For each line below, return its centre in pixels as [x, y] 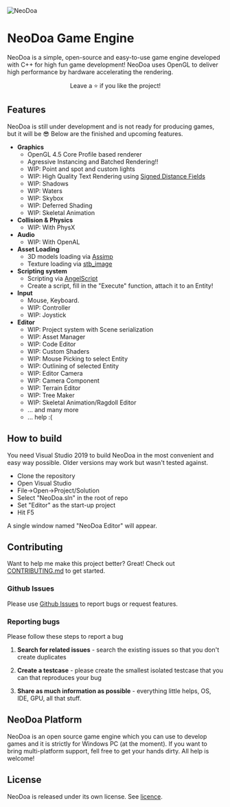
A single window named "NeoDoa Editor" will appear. [82, 525]
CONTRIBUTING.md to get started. [56, 571]
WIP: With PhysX [51, 227]
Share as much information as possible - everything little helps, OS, [114, 691]
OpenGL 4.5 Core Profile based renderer [84, 154]
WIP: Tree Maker [51, 395]
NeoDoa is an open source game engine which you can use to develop [107, 736]
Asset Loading [38, 249]
